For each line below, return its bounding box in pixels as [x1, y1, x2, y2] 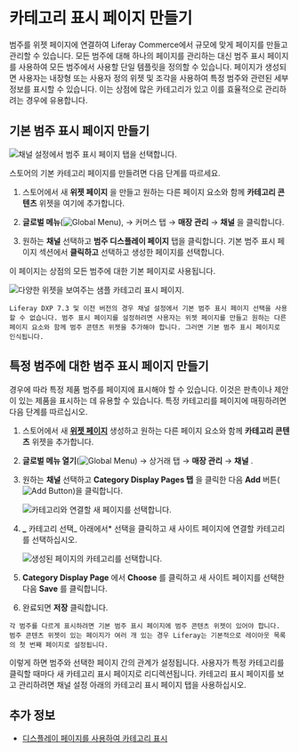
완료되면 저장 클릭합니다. [21, 602, 109, 612]
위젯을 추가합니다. [31, 436, 94, 447]
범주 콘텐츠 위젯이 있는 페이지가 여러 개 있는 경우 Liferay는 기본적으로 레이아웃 [9, 631, 270, 640]
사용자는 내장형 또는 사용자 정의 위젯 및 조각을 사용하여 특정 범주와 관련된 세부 [18, 72, 289, 83]
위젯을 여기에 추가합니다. [38, 198, 125, 208]
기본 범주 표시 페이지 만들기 [9, 124, 149, 139]
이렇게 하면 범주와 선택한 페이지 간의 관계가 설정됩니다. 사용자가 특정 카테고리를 [9, 657, 285, 667]
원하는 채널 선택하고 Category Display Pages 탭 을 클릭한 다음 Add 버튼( [21, 473, 280, 485]
